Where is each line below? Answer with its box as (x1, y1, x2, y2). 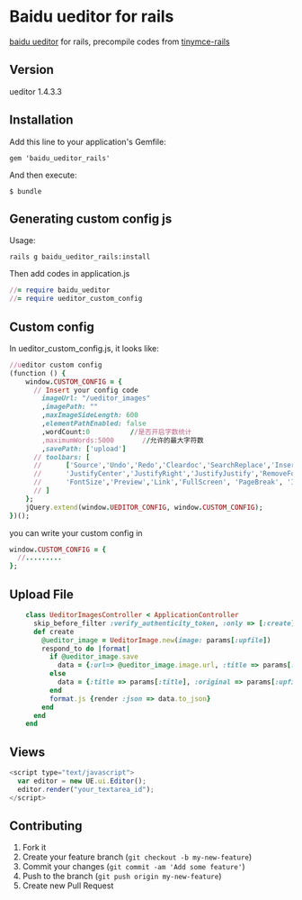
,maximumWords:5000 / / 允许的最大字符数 (41, 435, 204, 445)
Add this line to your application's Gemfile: (9, 136, 166, 147)
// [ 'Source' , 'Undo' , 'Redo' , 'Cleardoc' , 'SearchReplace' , (32, 461, 271, 470)
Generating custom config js (9, 211, 173, 226)
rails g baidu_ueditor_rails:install (9, 252, 151, 262)
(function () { (9, 368, 67, 377)
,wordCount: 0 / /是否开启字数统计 (41, 427, 192, 436)
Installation (9, 113, 74, 128)
